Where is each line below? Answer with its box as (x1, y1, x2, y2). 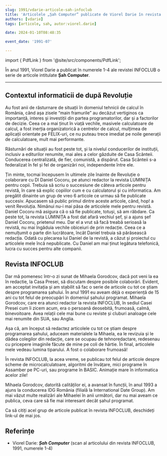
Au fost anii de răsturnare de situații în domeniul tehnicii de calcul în (5, 104, 144, 110)
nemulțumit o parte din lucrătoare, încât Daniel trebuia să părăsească (5, 230, 147, 236)
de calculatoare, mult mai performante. (5, 136, 85, 142)
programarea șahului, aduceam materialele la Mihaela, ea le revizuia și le (5, 330, 154, 336)
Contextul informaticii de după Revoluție (5, 91, 133, 100)
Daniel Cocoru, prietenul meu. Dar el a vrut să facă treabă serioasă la (5, 219, 147, 225)
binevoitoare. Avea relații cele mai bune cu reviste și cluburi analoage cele (5, 310, 157, 316)
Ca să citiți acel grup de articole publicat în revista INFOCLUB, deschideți (5, 407, 155, 413)
